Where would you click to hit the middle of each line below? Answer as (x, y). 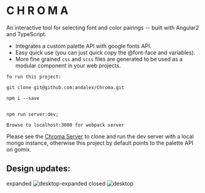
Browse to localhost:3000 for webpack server (65, 125)
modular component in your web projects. (68, 66)
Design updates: (38, 169)
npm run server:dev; (33, 114)
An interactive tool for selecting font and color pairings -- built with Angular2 (103, 28)
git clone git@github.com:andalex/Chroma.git (65, 87)
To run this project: (34, 77)
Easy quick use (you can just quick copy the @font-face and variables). (105, 52)
